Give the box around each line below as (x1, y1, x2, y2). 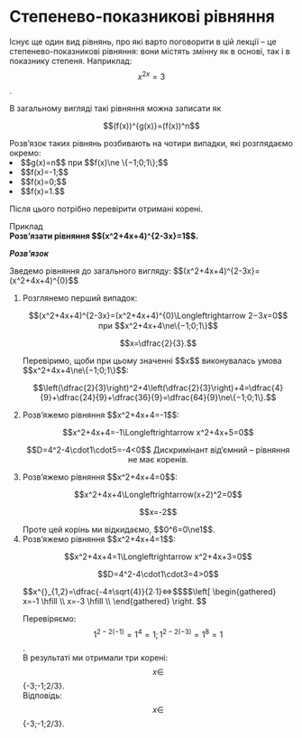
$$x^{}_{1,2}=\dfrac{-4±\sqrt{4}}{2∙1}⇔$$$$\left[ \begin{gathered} (22, 585, 277, 597)
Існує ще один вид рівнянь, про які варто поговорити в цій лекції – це (9, 36, 277, 47)
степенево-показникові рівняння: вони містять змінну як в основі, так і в (9, 45, 290, 56)
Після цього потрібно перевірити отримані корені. (9, 203, 204, 214)
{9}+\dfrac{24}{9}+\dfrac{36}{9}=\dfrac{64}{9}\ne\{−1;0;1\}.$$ (40, 391, 277, 403)
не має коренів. (127, 453, 189, 464)
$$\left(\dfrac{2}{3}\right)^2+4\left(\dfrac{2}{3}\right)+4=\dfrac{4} (32, 382, 284, 393)
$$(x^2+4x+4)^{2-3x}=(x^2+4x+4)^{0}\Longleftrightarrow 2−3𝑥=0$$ (28, 310, 288, 321)
